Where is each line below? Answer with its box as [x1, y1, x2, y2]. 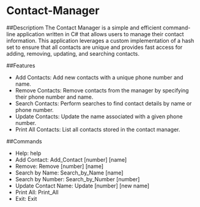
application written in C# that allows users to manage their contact [17, 30, 185, 37]
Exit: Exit [15, 195, 37, 202]
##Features [6, 62, 35, 69]
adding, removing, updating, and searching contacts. [6, 50, 139, 57]
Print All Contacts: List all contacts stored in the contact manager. [15, 126, 180, 133]
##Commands [6, 137, 42, 145]
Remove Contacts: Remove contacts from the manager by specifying [15, 86, 189, 94]
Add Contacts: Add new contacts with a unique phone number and [15, 73, 183, 81]
